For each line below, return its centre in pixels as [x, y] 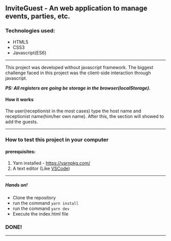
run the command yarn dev [41, 208]
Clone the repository [34, 197]
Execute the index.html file [40, 214]
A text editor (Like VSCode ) [41, 169]
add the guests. [22, 122]
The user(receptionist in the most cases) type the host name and [73, 111]
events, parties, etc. [38, 17]
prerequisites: [21, 152]
